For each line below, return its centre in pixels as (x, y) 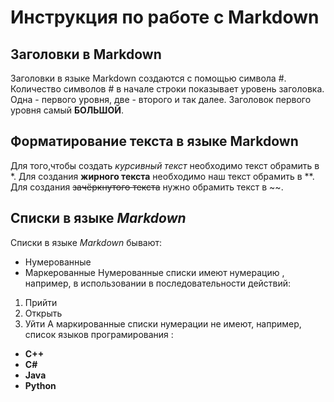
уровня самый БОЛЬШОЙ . (67, 110)
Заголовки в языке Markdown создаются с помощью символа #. (148, 78)
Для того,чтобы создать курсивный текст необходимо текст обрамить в (165, 165)
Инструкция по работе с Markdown (165, 17)
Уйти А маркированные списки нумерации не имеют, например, (163, 323)
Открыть (43, 313)
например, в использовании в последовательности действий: (158, 283)
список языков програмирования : (99, 334)
